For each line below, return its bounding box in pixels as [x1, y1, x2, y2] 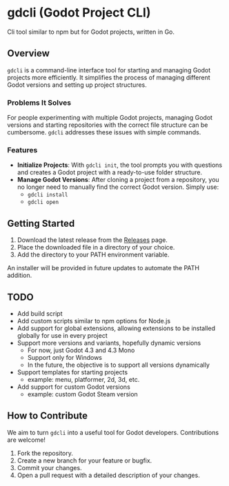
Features [7, 145, 38, 154]
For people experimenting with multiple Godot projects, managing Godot [7, 114, 212, 122]
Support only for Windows [27, 353, 102, 361]
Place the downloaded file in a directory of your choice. [17, 243, 175, 252]
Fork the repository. [17, 449, 74, 457]
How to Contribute [7, 410, 88, 422]
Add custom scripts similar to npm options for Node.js [17, 316, 171, 325]
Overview [7, 48, 50, 59]
